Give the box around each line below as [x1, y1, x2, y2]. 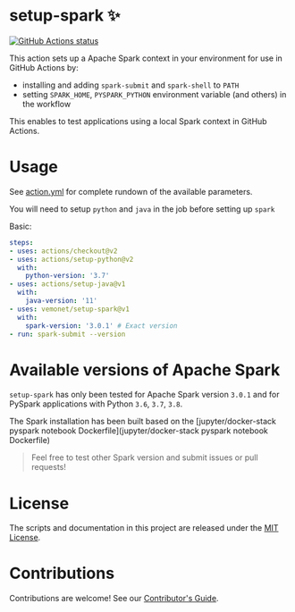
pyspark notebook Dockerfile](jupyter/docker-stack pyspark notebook [9, 425, 268, 436]
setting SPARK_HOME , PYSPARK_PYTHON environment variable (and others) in [21, 88, 287, 99]
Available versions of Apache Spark [9, 359, 281, 380]
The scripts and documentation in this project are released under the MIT [9, 523, 279, 533]
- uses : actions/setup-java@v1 [9, 280, 126, 289]
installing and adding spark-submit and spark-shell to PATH [21, 80, 240, 90]
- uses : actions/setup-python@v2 [9, 255, 134, 264]
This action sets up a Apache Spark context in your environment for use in [9, 53, 283, 63]
